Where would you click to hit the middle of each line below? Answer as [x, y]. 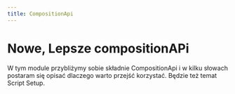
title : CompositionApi [40, 14]
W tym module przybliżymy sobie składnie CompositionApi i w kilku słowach [117, 68]
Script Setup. [26, 83]
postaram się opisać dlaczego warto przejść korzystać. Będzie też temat [112, 75]
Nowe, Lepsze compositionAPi [98, 48]
